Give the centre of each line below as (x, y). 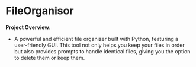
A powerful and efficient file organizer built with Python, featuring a (96, 39)
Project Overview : (28, 27)
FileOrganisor (40, 11)
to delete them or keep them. (49, 58)
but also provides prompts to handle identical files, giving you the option (102, 51)
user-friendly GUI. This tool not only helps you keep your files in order (99, 45)
